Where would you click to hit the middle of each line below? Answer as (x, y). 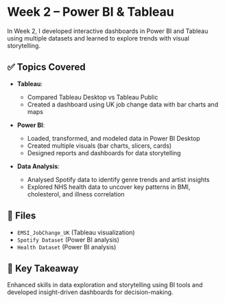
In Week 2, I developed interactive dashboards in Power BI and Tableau (108, 31)
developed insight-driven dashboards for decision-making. (90, 292)
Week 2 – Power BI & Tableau (91, 12)
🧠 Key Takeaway (43, 268)
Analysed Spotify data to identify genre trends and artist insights (118, 179)
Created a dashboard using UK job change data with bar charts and (122, 104)
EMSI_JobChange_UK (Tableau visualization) (76, 232)
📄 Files (22, 216)
